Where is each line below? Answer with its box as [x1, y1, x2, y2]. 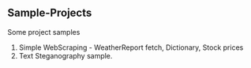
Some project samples [7, 27, 81, 36]
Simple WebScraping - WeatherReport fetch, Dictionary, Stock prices [18, 43, 244, 52]
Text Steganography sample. [18, 51, 113, 60]
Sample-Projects [7, 6, 92, 20]
